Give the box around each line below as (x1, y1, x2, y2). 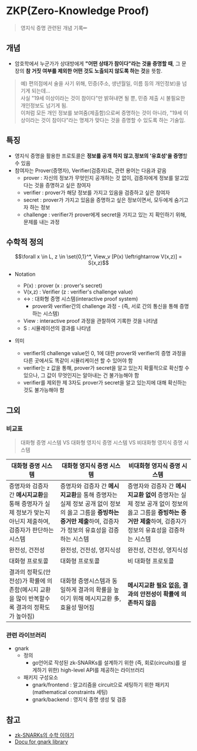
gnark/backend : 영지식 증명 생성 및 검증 (32, 696, 127, 703)
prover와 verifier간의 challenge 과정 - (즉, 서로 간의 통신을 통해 (32, 303, 179, 310)
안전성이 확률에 (140, 590, 180, 598)
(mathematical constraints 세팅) (32, 689, 108, 696)
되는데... (31, 87, 51, 94)
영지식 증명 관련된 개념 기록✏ (20, 24, 88, 31)
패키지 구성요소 (23, 674, 59, 681)
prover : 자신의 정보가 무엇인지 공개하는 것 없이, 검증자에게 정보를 (23, 174, 174, 181)
